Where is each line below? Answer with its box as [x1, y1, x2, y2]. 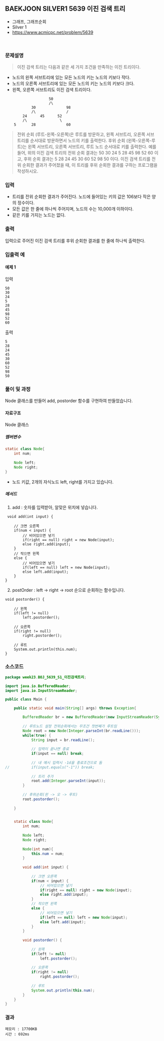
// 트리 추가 [31, 774, 54, 779]
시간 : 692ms [5, 1032, 30, 1037]
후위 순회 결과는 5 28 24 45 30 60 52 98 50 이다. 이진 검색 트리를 [23, 156, 151, 162]
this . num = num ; [31, 851, 64, 856]
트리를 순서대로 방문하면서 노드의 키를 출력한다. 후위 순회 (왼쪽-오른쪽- [17, 138, 152, 144]
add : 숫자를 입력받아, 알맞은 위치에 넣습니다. [12, 504, 98, 510]
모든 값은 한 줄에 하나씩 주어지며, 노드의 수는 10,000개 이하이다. [12, 206, 134, 212]
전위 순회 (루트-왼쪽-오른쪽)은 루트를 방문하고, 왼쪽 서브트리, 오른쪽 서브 [17, 131, 155, 137]
